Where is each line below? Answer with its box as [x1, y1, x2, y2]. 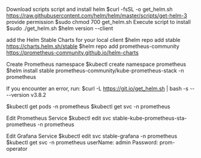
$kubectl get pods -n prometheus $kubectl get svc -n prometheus [6, 103, 170, 110]
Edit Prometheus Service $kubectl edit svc [6, 114, 112, 121]
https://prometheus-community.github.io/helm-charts [6, 49, 139, 56]
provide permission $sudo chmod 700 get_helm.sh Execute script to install [6, 19, 191, 25]
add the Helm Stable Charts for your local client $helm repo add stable [6, 37, 181, 43]
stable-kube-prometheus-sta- [112, 114, 187, 121]
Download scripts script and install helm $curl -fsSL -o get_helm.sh [6, 6, 173, 13]
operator [6, 145, 28, 152]
